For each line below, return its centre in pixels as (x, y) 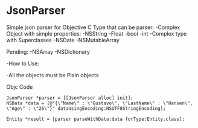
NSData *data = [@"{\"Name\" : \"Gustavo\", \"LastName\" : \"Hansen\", (100, 103)
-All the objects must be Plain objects (53, 75)
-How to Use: (23, 63)
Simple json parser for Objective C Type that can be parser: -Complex (93, 27)
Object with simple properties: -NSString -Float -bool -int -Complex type (97, 33)
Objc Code (20, 87)
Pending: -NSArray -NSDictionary (48, 51)
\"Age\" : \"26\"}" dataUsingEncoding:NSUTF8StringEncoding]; (86, 108)
